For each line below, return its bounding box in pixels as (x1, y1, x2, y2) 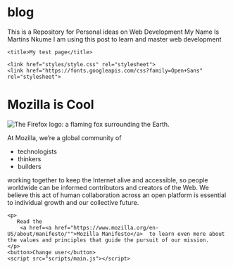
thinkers (17, 154, 42, 163)
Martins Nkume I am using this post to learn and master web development (7, 35, 222, 43)
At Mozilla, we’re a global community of (7, 133, 122, 142)
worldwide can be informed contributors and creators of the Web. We (7, 183, 209, 192)
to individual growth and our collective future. (7, 198, 139, 206)
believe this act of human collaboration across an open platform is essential (7, 191, 227, 199)
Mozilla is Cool (7, 96, 94, 113)
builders (17, 162, 42, 170)
